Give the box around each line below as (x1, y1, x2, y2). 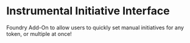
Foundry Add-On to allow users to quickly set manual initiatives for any (6, 24, 185, 31)
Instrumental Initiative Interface (6, 4, 170, 18)
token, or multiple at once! (6, 30, 72, 37)
